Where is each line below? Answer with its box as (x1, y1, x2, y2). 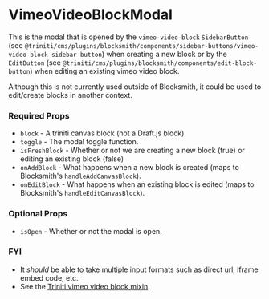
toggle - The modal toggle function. (19, 137, 139, 147)
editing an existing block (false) (19, 154, 124, 164)
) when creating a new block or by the (101, 49, 227, 59)
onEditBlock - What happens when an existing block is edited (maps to (19, 180, 255, 189)
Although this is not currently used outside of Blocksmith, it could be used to (8, 82, 262, 91)
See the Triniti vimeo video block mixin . (19, 281, 150, 291)
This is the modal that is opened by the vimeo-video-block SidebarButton (8, 32, 249, 42)
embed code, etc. (19, 273, 79, 282)
